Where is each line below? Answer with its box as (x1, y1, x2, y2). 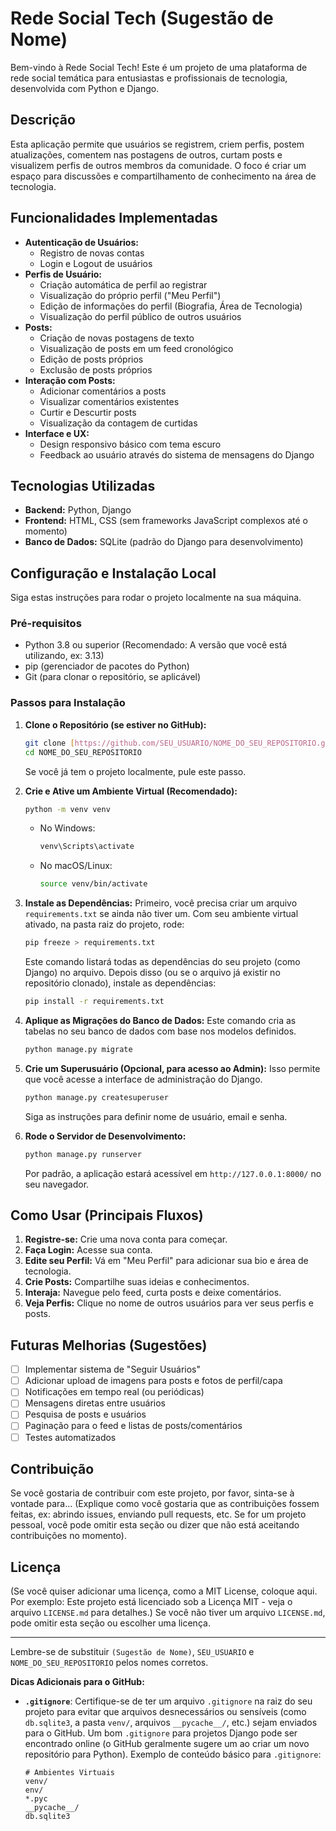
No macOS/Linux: (39, 860, 113, 872)
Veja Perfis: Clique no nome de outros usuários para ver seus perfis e (24, 1297, 314, 1309)
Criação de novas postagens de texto (39, 332, 195, 344)
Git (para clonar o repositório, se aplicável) (24, 671, 202, 683)
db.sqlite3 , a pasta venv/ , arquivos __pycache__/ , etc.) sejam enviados (24, 1717, 318, 1729)
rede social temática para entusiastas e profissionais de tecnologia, (10, 72, 288, 84)
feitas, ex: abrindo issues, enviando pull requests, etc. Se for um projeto (10, 1508, 307, 1521)
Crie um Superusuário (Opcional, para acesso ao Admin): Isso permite (24, 1062, 321, 1074)
